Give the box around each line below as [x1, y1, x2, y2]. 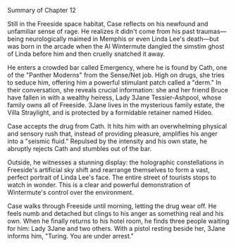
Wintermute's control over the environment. [7, 188, 134, 196]
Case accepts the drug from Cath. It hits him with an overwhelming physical [7, 122, 228, 130]
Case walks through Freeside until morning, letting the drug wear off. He [7, 202, 217, 210]
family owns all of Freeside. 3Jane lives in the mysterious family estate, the [7, 101, 225, 109]
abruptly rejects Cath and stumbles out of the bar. [7, 145, 152, 152]
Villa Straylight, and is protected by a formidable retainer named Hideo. [7, 109, 213, 116]
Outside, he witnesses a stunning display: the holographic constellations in [7, 158, 224, 167]
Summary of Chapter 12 [7, 6, 76, 14]
